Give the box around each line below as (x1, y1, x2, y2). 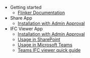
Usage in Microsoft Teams (17, 42, 72, 47)
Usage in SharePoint (17, 36, 61, 42)
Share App (10, 15, 32, 21)
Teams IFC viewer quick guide (17, 47, 81, 53)
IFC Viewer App (10, 26, 43, 32)
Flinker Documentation (17, 10, 65, 16)
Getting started (10, 5, 42, 10)
